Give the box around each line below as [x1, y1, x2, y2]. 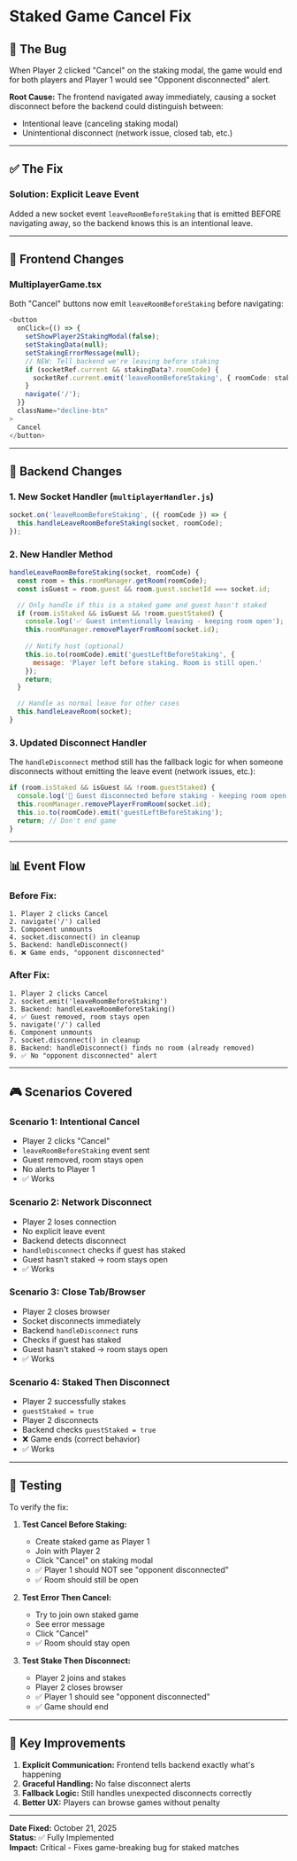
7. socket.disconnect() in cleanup [9, 1036, 141, 1044]
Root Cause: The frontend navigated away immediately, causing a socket [9, 91, 277, 102]
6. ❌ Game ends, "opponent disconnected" [9, 949, 165, 958]
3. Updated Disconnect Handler [9, 736, 148, 748]
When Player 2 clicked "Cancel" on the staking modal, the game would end [9, 65, 283, 75]
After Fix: [9, 969, 50, 981]
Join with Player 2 [34, 1545, 101, 1556]
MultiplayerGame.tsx [9, 278, 102, 290]
